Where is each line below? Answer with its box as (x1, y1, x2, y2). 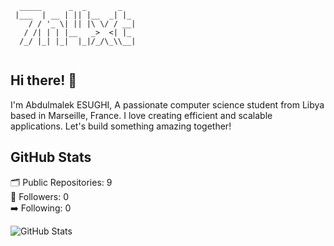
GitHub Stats (10, 149, 92, 166)
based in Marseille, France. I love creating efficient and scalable (10, 109, 273, 121)
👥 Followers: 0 (10, 190, 69, 202)
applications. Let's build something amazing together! (10, 120, 232, 132)
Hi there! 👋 (10, 72, 78, 89)
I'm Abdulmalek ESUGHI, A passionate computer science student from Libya (10, 98, 325, 111)
